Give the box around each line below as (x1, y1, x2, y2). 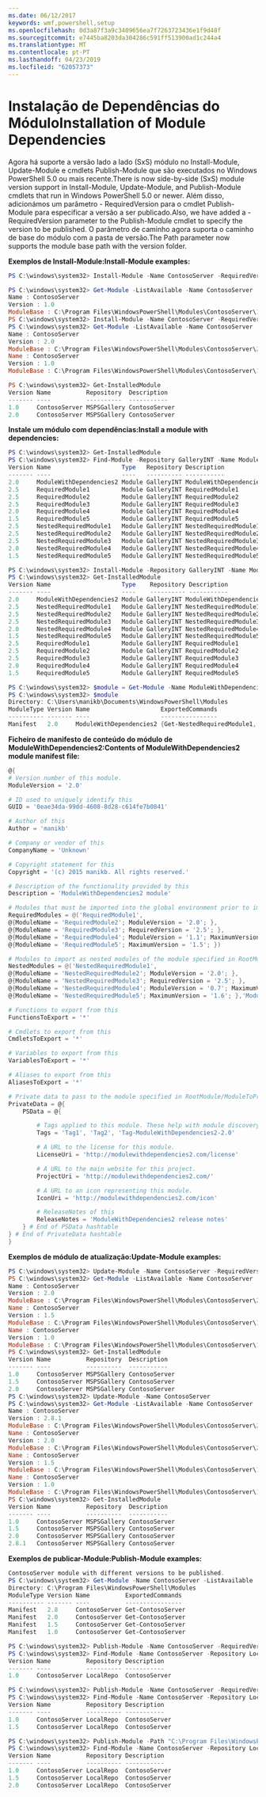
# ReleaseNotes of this (36, 1208, 115, 1216)
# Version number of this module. (8, 773, 123, 782)
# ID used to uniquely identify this (8, 796, 133, 804)
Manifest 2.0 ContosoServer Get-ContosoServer (8, 1613, 186, 1621)
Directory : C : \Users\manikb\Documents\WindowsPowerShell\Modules (8, 698, 228, 706)
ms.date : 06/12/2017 (8, 11, 77, 20)
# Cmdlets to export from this (8, 1028, 112, 1035)
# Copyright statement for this (8, 861, 115, 868)
